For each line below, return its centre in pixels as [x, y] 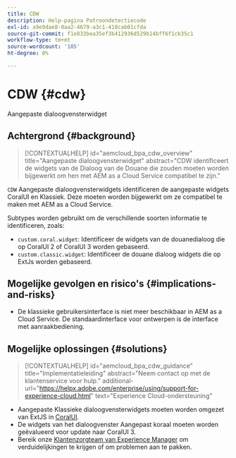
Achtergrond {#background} [72, 136]
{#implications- [181, 284]
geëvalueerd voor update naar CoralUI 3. [76, 432]
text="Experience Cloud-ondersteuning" [154, 396]
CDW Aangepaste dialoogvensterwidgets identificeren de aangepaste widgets [118, 189]
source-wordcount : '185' [44, 47]
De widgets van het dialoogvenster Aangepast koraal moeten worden [118, 425]
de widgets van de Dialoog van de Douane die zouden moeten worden [127, 168]
